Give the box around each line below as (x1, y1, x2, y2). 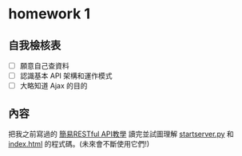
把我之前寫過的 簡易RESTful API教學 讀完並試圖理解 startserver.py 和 (8, 129, 234, 138)
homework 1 (8, 5, 90, 23)
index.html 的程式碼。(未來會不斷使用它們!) (8, 139, 150, 148)
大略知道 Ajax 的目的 (19, 81, 88, 91)
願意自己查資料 (19, 61, 69, 70)
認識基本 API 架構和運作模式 (19, 71, 113, 80)
